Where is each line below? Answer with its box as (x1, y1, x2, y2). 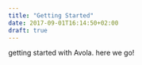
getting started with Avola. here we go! (8, 48, 135, 58)
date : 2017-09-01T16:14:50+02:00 (8, 19, 119, 27)
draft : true (8, 26, 48, 34)
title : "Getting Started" (8, 11, 94, 20)
